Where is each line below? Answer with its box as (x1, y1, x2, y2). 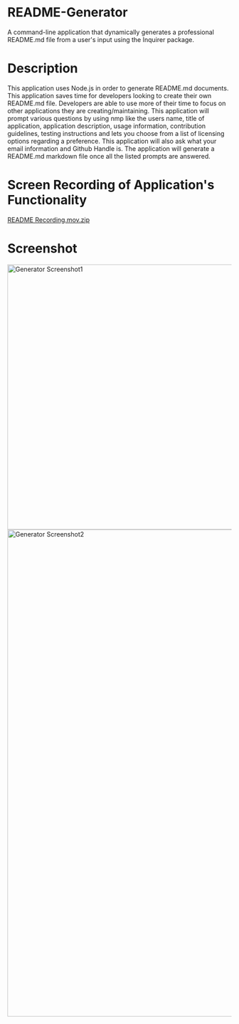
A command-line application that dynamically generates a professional (7, 28, 215, 36)
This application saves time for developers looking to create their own (7, 91, 212, 100)
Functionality (7, 192, 87, 209)
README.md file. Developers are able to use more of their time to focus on (7, 99, 226, 107)
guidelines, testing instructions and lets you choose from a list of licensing (7, 129, 225, 137)
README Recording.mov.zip (7, 215, 90, 224)
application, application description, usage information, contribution (7, 122, 206, 130)
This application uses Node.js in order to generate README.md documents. (7, 83, 229, 93)
